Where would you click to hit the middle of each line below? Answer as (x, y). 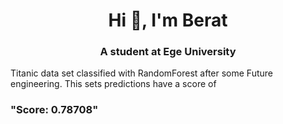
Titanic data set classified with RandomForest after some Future (141, 73)
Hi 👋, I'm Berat (168, 20)
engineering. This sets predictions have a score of (113, 84)
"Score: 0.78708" (54, 110)
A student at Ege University (168, 52)
